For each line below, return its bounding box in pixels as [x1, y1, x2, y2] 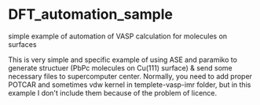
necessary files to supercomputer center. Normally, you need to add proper [8, 71, 253, 81]
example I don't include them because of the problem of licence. [8, 88, 218, 97]
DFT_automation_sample [8, 5, 173, 24]
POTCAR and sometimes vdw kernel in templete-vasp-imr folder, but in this [8, 80, 251, 89]
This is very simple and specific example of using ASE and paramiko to [8, 55, 238, 64]
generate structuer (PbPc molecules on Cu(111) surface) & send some [8, 63, 233, 72]
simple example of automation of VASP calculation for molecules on [8, 31, 228, 41]
